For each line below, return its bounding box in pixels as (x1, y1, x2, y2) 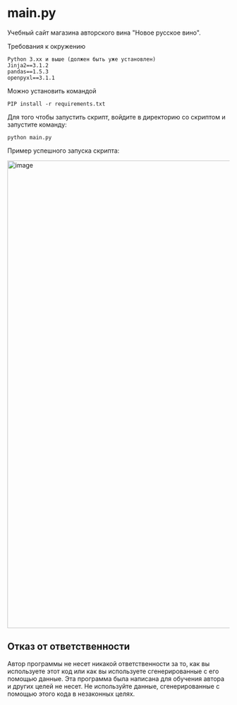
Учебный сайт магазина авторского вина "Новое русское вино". (7, 28, 201, 37)
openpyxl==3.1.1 (7, 74, 55, 81)
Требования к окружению (7, 42, 86, 50)
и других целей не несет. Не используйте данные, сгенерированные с (7, 682, 220, 690)
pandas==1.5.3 (7, 68, 49, 75)
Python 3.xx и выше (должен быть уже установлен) (7, 55, 157, 63)
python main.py (7, 134, 52, 141)
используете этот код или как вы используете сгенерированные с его (7, 667, 219, 675)
